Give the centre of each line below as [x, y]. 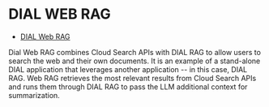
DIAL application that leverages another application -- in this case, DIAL [128, 69]
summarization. [34, 95]
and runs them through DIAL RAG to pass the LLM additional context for [128, 87]
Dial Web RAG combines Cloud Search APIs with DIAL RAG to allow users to [135, 52]
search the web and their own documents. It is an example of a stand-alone [134, 61]
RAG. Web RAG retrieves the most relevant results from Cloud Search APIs [132, 78]
